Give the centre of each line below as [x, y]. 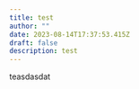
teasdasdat [30, 76]
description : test [43, 51]
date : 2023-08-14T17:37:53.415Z [69, 34]
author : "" [30, 26]
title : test [31, 18]
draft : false [34, 43]
